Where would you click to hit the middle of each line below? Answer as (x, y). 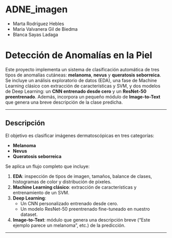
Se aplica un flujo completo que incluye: (47, 166)
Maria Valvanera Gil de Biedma (45, 29)
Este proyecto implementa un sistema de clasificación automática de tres (82, 69)
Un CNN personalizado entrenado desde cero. (69, 203)
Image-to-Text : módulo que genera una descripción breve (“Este (81, 220)
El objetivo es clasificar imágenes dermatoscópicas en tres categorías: (80, 135)
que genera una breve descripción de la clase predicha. (64, 102)
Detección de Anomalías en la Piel (79, 55)
